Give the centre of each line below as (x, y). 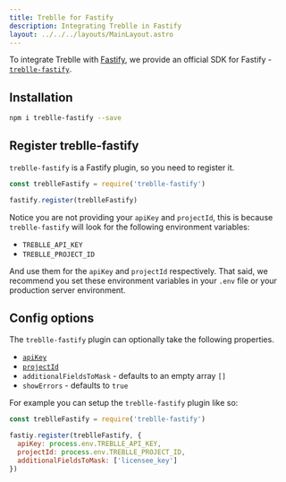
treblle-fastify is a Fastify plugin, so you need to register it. (122, 168)
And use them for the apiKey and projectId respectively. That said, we (139, 271)
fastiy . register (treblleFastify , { (76, 435)
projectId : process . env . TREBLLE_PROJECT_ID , (101, 452)
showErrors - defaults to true (75, 385)
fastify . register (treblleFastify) (74, 200)
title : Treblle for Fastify (62, 17)
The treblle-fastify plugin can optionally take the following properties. (142, 340)
